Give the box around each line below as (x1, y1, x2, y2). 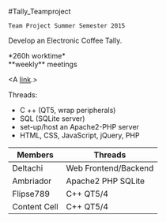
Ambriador (12, 175, 52, 186)
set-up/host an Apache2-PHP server (19, 122, 140, 131)
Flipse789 (12, 189, 50, 199)
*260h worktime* (8, 51, 66, 60)
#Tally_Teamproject (8, 7, 71, 16)
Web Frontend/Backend (66, 163, 154, 173)
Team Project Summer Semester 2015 (8, 22, 126, 30)
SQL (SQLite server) (19, 114, 85, 123)
